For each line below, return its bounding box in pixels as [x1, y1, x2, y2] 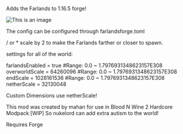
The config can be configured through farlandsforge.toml [6, 28, 145, 35]
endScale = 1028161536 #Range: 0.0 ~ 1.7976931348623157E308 [6, 75, 165, 81]
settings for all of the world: [6, 51, 73, 58]
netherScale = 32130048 [6, 81, 66, 88]
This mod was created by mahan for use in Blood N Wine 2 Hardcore [6, 103, 173, 110]
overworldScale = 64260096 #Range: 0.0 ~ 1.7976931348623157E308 [6, 68, 178, 75]
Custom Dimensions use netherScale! [6, 92, 97, 99]
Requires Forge [6, 121, 43, 128]
